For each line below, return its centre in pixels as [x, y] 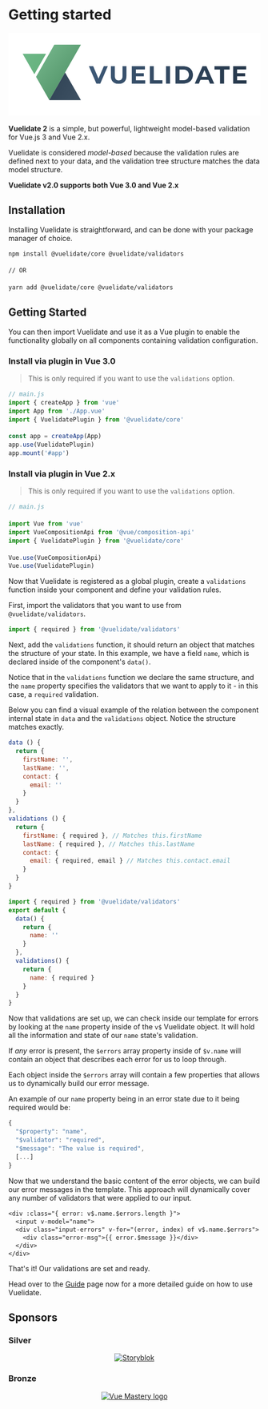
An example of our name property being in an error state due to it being [124, 1099]
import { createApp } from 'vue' [64, 402]
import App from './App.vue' [57, 411]
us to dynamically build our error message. [79, 1084]
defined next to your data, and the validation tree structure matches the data [134, 161]
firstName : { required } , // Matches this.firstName [112, 835]
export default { [37, 910]
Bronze [23, 1379]
